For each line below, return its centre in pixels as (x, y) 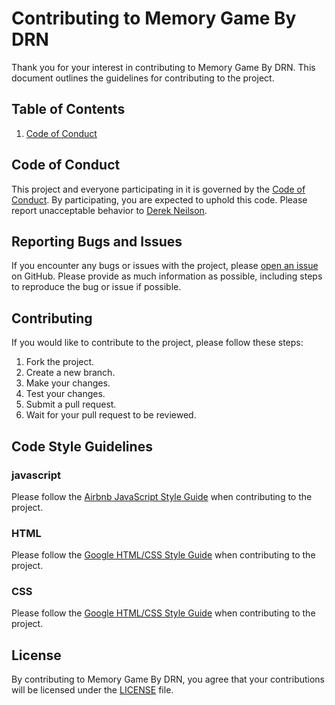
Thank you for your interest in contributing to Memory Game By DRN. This (163, 67)
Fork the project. (60, 362)
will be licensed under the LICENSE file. (92, 690)
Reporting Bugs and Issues (97, 241)
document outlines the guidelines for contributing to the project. (143, 78)
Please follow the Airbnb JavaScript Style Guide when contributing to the (162, 496)
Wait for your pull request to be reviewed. (111, 415)
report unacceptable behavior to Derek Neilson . (109, 210)
